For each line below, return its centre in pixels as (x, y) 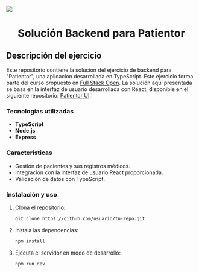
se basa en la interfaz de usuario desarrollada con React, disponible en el (97, 89)
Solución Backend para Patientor (101, 33)
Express (25, 137)
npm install (30, 241)
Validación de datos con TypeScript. (60, 179)
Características (29, 153)
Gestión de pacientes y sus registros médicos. (73, 166)
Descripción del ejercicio (54, 55)
